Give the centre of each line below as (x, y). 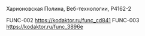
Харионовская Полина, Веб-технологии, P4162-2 (69, 9)
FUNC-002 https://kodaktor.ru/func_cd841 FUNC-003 (73, 20)
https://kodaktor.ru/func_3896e (45, 27)
